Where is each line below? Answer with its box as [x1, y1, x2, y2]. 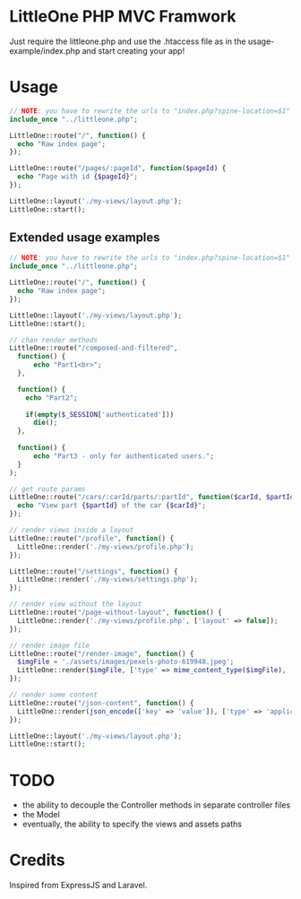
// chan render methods [9, 335, 99, 344]
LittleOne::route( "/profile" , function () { [9, 533, 175, 543]
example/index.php [9, 45, 81, 56]
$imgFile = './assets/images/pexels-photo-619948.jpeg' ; [17, 657, 235, 667]
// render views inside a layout [9, 526, 134, 535]
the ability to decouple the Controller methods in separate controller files [21, 800, 291, 810]
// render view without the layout [9, 600, 142, 609]
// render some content [9, 690, 99, 700]
